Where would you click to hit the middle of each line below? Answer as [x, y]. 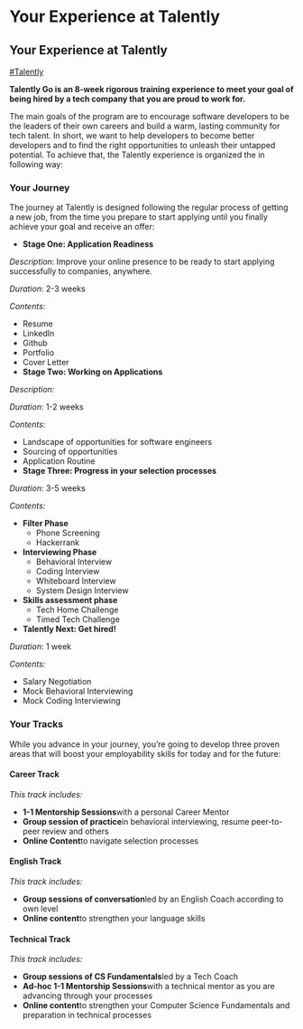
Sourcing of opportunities [70, 452]
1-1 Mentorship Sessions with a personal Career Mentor [126, 812]
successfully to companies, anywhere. [81, 271]
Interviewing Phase [60, 552]
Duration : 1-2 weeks [46, 407]
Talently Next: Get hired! [69, 629]
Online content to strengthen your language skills [114, 918]
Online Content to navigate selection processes [110, 840]
